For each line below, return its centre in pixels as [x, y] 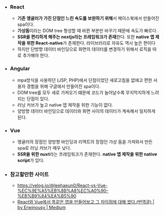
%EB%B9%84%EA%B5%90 [47, 196]
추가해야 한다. [36, 55]
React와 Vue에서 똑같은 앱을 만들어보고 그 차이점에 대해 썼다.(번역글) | [86, 202]
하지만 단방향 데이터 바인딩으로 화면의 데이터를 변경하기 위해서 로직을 [84, 49]
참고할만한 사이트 [29, 174]
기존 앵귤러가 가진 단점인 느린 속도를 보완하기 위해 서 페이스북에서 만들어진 [88, 18]
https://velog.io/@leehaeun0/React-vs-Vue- [62, 186]
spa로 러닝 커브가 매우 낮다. [44, 148]
